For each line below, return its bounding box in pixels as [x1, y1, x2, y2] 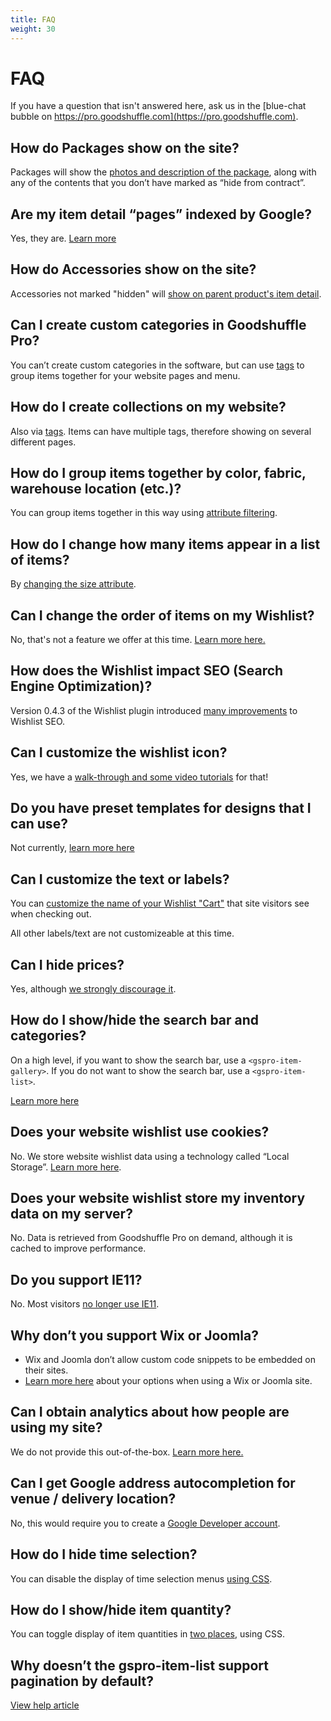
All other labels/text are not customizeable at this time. [10, 927, 235, 940]
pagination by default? [10, 1672, 155, 1690]
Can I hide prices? [10, 956, 125, 973]
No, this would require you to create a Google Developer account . [10, 1517, 281, 1529]
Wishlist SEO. [10, 715, 66, 727]
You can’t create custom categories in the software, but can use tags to [10, 359, 305, 371]
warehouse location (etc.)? [10, 480, 182, 497]
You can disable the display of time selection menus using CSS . [10, 1572, 273, 1585]
